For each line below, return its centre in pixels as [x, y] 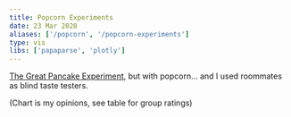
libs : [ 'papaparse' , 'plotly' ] [67, 51]
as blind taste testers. [49, 86]
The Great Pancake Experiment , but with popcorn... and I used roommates [146, 76]
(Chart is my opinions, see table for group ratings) [101, 103]
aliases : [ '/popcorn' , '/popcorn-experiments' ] [100, 34]
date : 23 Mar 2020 [43, 26]
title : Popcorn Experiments [62, 17]
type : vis [28, 42]
